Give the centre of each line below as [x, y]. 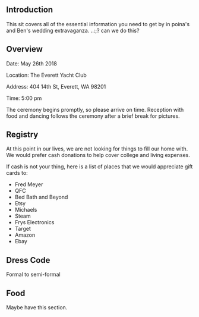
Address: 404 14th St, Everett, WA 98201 [56, 86]
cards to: [17, 173]
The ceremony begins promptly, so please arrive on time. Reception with [95, 109]
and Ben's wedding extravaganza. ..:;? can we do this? [73, 30]
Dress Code [28, 260]
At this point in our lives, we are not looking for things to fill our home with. [97, 149]
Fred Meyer [29, 184]
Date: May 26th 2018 [32, 63]
